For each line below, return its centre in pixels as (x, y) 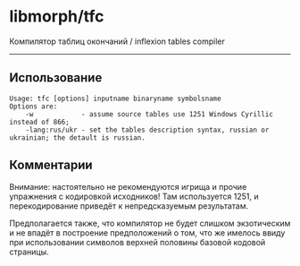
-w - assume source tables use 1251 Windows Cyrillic (150, 114)
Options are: (33, 106)
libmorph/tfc (57, 17)
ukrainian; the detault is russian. (77, 137)
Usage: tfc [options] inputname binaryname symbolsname (115, 99)
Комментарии (51, 165)
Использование (56, 78)
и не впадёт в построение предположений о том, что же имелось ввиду (147, 232)
